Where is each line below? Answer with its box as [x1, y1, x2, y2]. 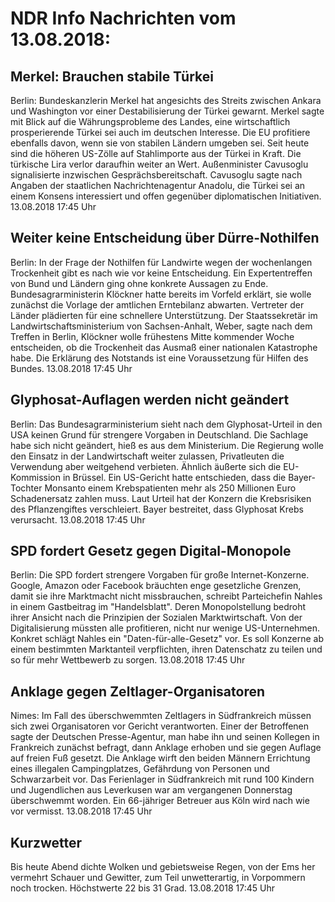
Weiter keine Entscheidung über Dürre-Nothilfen [10, 230, 320, 247]
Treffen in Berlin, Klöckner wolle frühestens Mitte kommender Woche [10, 330, 295, 342]
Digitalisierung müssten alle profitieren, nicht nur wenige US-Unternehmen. [10, 622, 321, 634]
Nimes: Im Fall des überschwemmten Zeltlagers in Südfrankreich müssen [10, 710, 312, 722]
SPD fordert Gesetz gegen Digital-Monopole [10, 543, 292, 560]
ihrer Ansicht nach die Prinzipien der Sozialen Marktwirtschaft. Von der [10, 612, 303, 624]
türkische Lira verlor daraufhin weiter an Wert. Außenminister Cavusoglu [10, 158, 309, 170]
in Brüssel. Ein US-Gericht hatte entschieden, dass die [62, 471, 287, 483]
